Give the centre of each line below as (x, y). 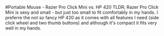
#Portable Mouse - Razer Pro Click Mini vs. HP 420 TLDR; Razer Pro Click (82, 7)
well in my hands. (23, 28)
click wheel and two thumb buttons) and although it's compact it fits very (81, 23)
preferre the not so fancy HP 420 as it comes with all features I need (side (82, 18)
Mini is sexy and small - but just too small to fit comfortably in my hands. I (81, 12)
